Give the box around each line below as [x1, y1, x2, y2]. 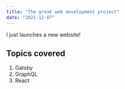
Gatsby [14, 64, 33, 72]
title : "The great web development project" [6, 8, 120, 15]
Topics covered [6, 48, 66, 58]
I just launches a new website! [6, 31, 81, 38]
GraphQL [14, 70, 38, 78]
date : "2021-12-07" [6, 14, 55, 20]
